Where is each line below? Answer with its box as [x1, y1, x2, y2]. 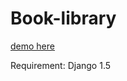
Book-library [10, 7, 117, 30]
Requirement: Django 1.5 [10, 59, 112, 71]
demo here [10, 40, 55, 52]
